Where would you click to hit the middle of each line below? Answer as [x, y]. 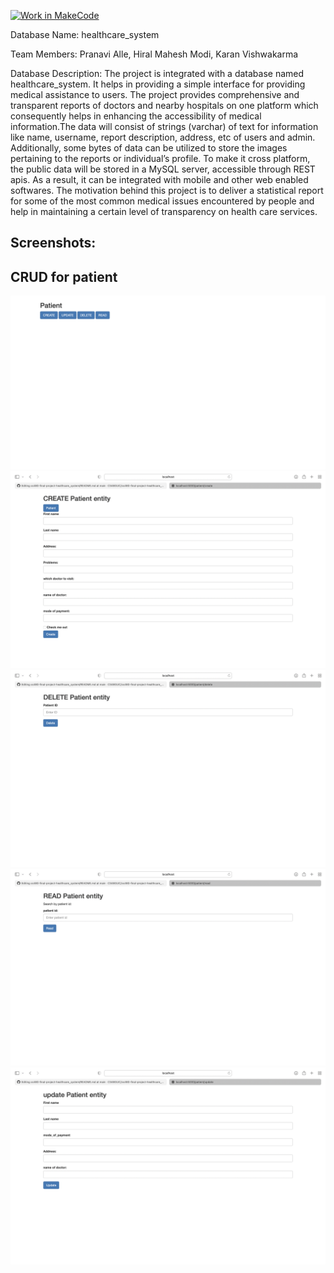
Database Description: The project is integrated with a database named [157, 73]
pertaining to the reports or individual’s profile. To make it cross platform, [160, 158]
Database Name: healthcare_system [85, 34]
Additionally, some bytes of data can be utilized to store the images [149, 148]
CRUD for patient [64, 276]
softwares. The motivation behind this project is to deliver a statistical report [167, 190]
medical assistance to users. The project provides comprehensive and [155, 94]
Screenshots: [53, 243]
